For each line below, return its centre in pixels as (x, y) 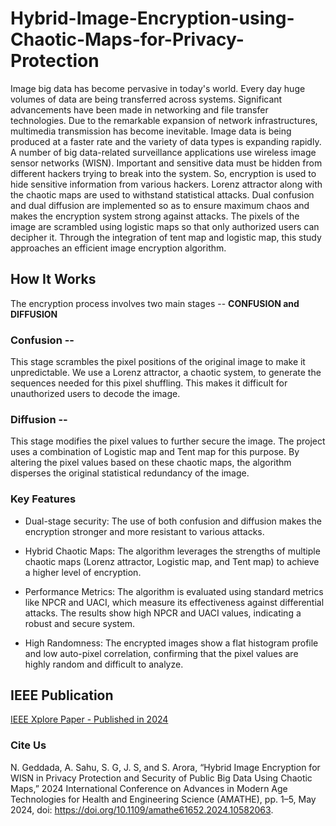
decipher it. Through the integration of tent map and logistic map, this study (166, 237)
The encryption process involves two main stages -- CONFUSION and (155, 303)
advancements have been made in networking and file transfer (139, 109)
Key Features (43, 499)
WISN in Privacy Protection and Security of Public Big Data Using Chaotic (161, 778)
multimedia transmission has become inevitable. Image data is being (151, 131)
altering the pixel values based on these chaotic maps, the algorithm (151, 463)
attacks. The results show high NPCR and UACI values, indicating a (163, 613)
